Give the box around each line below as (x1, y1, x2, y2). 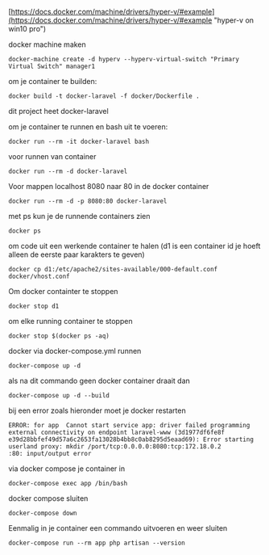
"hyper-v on (213, 15, 255, 25)
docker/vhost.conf (8, 272, 70, 280)
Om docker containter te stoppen (8, 287, 118, 296)
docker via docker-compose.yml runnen (8, 347, 142, 355)
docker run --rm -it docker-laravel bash (8, 137, 150, 145)
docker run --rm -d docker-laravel (8, 167, 128, 175)
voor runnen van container (8, 152, 97, 161)
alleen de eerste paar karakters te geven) (8, 250, 145, 259)
